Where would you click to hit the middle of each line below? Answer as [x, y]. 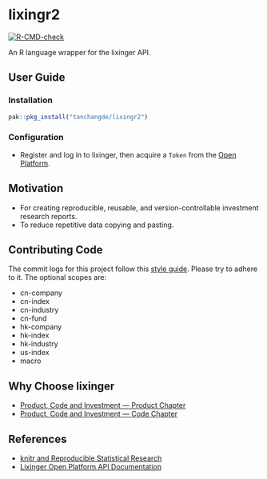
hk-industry [39, 344]
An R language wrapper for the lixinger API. [80, 52]
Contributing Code [56, 250]
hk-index [34, 335]
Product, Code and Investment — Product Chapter [103, 405]
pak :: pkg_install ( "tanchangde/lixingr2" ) [78, 117]
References [38, 439]
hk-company [41, 327]
